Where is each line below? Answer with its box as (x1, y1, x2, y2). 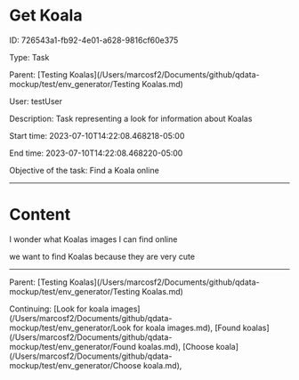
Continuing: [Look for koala (9, 303, 109, 314)
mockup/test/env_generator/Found (9, 341, 136, 352)
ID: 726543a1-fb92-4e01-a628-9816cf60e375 (9, 35, 179, 45)
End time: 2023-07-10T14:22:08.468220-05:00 (9, 148, 183, 158)
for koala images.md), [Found (133, 322, 241, 333)
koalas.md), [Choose (137, 341, 214, 352)
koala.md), (143, 360, 182, 370)
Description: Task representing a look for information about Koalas (9, 113, 253, 124)
